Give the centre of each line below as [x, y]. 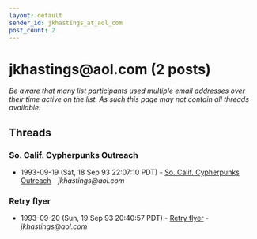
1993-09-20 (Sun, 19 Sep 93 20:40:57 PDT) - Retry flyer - [115, 218]
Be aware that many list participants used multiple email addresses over [127, 91]
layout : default [36, 15]
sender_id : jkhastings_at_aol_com [66, 23]
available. [25, 108]
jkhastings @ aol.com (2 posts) [110, 69]
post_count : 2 [32, 30]
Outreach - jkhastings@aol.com [72, 181]
